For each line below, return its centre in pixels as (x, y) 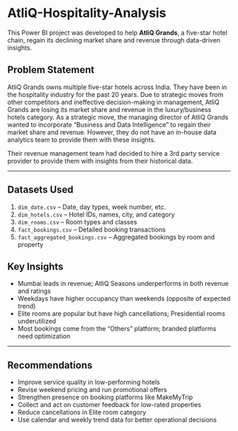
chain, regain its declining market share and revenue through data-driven (114, 40)
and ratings (34, 291)
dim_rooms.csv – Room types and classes (77, 222)
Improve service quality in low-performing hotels (89, 382)
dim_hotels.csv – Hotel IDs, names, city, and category (96, 214)
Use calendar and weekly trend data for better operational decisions (117, 420)
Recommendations (50, 365)
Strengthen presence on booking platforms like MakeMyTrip (105, 397)
